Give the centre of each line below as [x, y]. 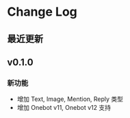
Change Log [42, 12]
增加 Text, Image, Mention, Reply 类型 [70, 99]
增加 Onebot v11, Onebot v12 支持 [64, 108]
